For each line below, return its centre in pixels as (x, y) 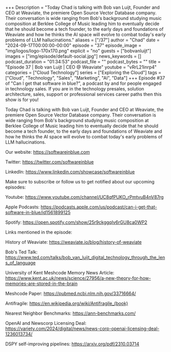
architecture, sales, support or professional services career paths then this (83, 94)
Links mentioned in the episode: (39, 232)
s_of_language (21, 263)
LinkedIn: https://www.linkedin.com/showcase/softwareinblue (70, 172)
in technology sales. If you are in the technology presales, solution (75, 89)
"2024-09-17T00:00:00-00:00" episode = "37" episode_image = (73, 45)
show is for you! (22, 100)
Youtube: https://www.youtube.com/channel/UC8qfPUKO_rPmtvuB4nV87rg (84, 197)
